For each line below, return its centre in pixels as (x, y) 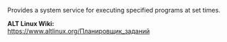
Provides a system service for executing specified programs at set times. (114, 10)
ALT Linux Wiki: (31, 23)
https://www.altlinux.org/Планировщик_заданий (79, 31)
